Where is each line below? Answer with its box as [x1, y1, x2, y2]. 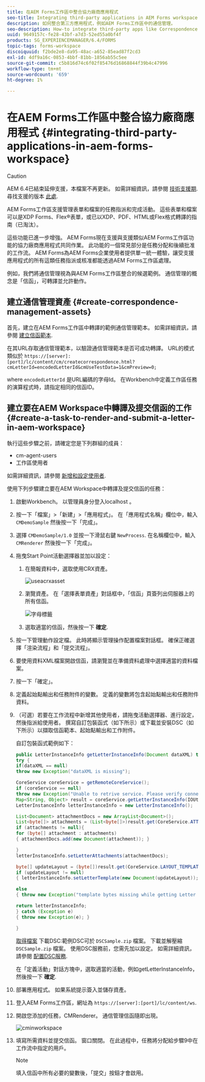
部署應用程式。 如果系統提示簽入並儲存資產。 [15, 986, 130, 993]
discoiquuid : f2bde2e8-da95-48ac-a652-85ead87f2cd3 [7, 49, 141, 55]
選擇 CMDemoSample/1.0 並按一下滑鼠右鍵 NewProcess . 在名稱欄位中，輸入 [15, 531, 196, 539]
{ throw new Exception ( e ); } [15, 914, 90, 920]
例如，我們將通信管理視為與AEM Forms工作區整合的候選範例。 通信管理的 [7, 270, 192, 277]
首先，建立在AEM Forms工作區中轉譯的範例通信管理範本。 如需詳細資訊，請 [7, 324, 197, 331]
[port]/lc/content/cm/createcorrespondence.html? [7, 358, 136, 365]
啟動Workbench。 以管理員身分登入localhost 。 [15, 498, 135, 505]
